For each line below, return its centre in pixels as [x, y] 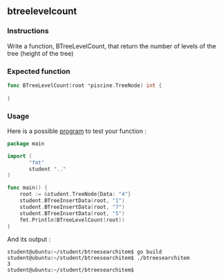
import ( [20, 156]
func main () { [28, 188]
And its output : [29, 239]
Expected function [39, 71]
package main [26, 143]
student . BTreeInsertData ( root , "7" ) [72, 207]
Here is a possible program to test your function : [77, 131]
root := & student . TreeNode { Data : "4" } [75, 194]
